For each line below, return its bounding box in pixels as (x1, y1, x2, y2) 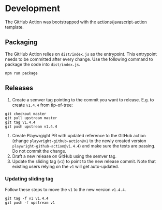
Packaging (5, 38, 38, 47)
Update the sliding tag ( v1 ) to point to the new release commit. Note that (12, 158, 156, 164)
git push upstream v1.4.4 (5, 124, 57, 129)
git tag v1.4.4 (5, 120, 36, 125)
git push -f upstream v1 (5, 200, 55, 205)
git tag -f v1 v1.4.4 (5, 196, 49, 201)
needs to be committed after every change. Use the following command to (5, 56, 153, 62)
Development (5, 3, 60, 14)
